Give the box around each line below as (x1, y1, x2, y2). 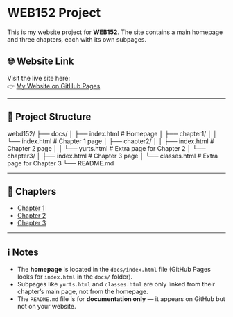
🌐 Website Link (7, 56, 74, 67)
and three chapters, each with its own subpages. (7, 35, 147, 43)
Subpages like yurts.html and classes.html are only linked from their (17, 280, 216, 288)
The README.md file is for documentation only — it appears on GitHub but (17, 295, 225, 303)
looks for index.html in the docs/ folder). (17, 273, 133, 281)
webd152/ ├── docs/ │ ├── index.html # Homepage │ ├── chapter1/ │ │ (7, 129, 218, 138)
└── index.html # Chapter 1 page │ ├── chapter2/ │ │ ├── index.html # (7, 137, 214, 145)
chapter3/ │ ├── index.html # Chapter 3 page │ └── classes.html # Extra (7, 152, 218, 160)
